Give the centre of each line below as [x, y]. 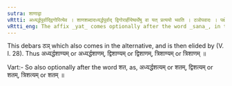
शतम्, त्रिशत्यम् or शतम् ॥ [36, 75]
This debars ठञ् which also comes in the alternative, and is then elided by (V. [116, 46]
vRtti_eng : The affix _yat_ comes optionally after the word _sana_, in [114, 26]
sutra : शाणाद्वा [24, 13]
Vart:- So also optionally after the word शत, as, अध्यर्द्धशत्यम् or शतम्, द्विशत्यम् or [110, 67]
